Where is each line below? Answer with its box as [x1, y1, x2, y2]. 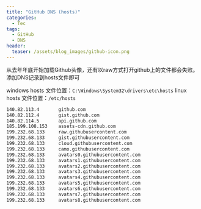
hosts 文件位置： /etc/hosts [6, 94, 76, 101]
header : [6, 43, 26, 49]
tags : [6, 26, 20, 32]
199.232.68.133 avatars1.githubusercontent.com [6, 157, 141, 163]
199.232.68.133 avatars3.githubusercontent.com [6, 169, 141, 175]
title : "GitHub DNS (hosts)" [6, 9, 81, 15]
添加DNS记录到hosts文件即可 [6, 74, 80, 81]
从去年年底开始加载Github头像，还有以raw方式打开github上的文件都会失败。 [6, 66, 199, 73]
